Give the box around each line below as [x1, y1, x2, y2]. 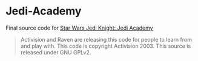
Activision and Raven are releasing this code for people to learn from [20, 36, 192, 43]
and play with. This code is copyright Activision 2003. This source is [20, 42, 191, 50]
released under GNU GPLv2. [20, 48, 91, 56]
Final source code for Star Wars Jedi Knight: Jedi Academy [5, 24, 153, 31]
